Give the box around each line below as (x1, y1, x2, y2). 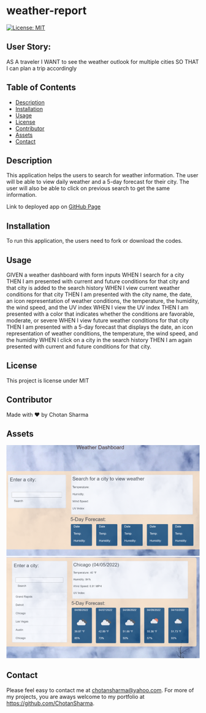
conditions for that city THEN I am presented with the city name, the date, (6, 291, 193, 298)
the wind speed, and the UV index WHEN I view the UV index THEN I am (6, 304, 189, 311)
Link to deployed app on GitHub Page (6, 203, 101, 210)
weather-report (6, 4, 87, 18)
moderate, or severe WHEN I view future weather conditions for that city (6, 317, 189, 324)
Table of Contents (6, 82, 77, 93)
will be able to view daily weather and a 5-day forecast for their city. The (6, 178, 189, 186)
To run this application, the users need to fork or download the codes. (6, 237, 183, 245)
